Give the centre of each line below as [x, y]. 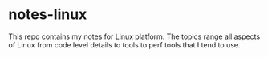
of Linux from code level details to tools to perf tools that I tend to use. [124, 44]
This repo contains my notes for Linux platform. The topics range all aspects [134, 36]
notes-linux [48, 15]
